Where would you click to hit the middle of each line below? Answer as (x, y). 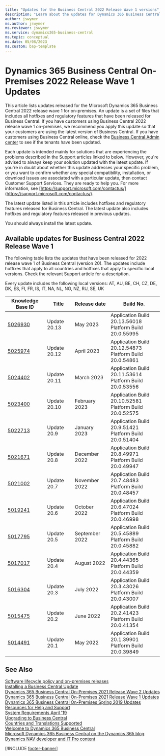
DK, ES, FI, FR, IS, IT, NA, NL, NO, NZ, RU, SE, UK (55, 288)
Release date (90, 304)
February (85, 401)
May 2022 (87, 643)
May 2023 (87, 324)
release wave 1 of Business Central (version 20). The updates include (75, 263)
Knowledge (25, 301)
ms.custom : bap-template (30, 46)
